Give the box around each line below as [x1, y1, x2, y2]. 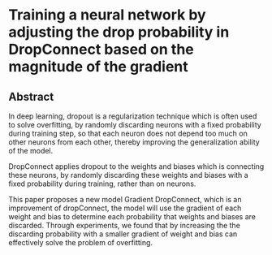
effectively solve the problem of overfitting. [8, 238, 153, 247]
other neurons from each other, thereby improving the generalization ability [8, 137, 260, 147]
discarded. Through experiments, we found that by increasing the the [8, 221, 241, 230]
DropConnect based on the [8, 41, 195, 58]
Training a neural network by [8, 6, 206, 24]
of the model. [8, 146, 54, 155]
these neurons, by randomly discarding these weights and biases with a [8, 171, 249, 179]
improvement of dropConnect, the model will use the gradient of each [8, 203, 242, 213]
